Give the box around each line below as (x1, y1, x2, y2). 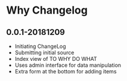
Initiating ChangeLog (14, 43, 67, 50)
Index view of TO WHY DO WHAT (14, 56, 97, 62)
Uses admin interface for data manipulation (14, 61, 121, 69)
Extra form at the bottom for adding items (14, 68, 117, 74)
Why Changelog (6, 4, 88, 17)
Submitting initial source (14, 49, 75, 56)
